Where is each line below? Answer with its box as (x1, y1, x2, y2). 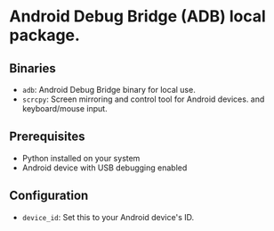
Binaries (9, 61, 56, 76)
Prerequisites (9, 129, 85, 144)
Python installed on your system (21, 153, 141, 163)
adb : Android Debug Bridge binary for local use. (21, 85, 196, 95)
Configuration (9, 188, 89, 203)
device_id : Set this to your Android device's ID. (21, 211, 195, 222)
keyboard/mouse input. (21, 103, 109, 113)
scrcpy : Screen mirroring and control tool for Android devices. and (21, 94, 265, 104)
